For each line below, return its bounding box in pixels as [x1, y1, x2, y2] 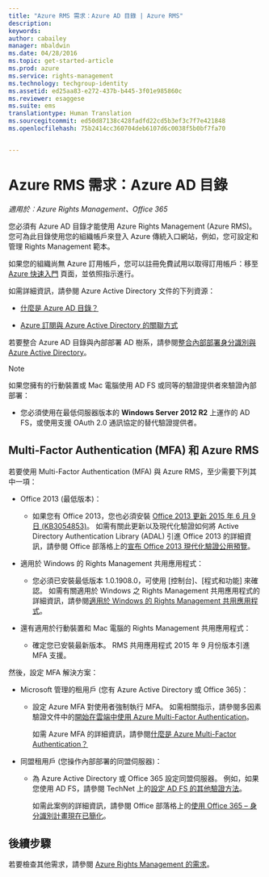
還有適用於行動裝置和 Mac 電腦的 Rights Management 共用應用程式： [19, 623, 251, 632]
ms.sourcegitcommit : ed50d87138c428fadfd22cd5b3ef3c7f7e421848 [8, 117, 226, 125]
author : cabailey [8, 34, 67, 43]
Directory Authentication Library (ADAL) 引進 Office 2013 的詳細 [32, 531, 245, 541]
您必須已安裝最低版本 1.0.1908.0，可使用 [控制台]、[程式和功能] [32, 575, 242, 585]
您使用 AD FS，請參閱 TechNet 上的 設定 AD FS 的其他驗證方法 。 [32, 783, 246, 793]
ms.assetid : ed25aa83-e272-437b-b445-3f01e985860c [8, 86, 183, 95]
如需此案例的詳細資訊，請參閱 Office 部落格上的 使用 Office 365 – [32, 800, 249, 810]
